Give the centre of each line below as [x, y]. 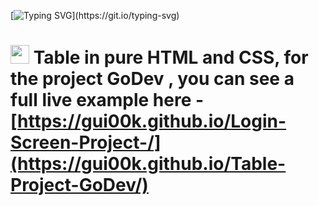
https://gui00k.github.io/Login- [152, 121]
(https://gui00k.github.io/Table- [148, 164]
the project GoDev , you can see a [152, 79]
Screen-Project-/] [86, 142]
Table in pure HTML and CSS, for [171, 57]
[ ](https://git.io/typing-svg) [95, 15]
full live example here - [107, 100]
